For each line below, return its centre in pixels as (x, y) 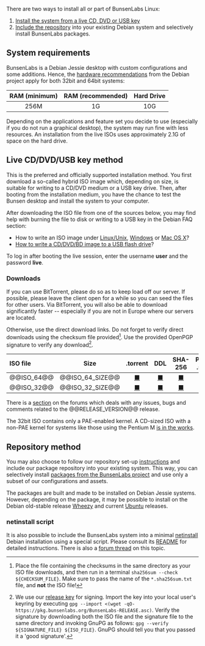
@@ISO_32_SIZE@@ (90, 388)
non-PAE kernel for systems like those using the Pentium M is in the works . (100, 427)
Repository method (44, 447)
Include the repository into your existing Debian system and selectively (104, 27)
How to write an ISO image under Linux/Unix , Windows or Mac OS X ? (102, 238)
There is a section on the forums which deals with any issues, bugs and (96, 403)
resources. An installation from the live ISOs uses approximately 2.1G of (96, 134)
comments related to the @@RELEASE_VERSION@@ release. (83, 409)
